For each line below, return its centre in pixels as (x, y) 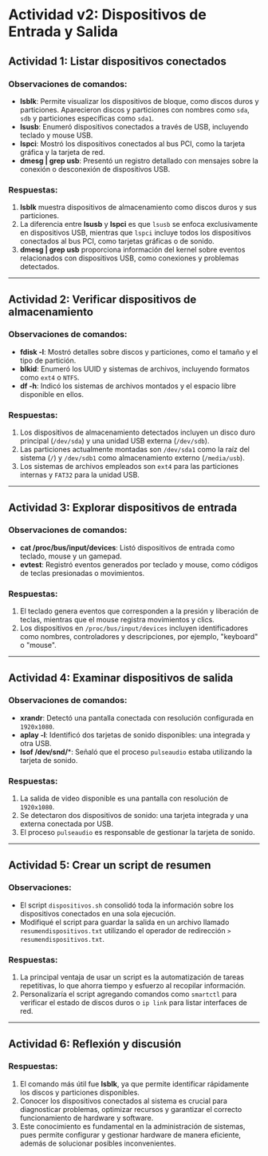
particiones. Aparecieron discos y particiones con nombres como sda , (134, 109)
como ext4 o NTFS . (49, 377)
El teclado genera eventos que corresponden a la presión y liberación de (139, 611)
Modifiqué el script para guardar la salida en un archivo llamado (124, 922)
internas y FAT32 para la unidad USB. (79, 475)
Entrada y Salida (63, 32)
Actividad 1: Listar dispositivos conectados (118, 61)
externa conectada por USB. (67, 824)
